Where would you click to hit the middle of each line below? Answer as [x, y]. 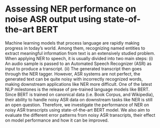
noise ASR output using [53, 19]
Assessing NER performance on [71, 9]
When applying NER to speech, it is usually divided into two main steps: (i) [79, 58]
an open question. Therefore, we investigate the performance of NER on [77, 105]
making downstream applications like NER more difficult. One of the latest [79, 84]
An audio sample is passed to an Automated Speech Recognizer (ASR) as [78, 64]
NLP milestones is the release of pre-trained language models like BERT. [77, 89]
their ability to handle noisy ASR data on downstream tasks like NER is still [79, 99]
